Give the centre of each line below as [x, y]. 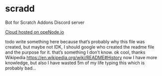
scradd [20, 9]
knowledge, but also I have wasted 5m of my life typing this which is [75, 63]
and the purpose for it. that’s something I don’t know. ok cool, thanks [75, 52]
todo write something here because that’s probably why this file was [75, 41]
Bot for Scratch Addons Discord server [45, 22]
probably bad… [21, 68]
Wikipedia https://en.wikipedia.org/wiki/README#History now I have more [81, 57]
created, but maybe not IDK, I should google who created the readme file [80, 47]
